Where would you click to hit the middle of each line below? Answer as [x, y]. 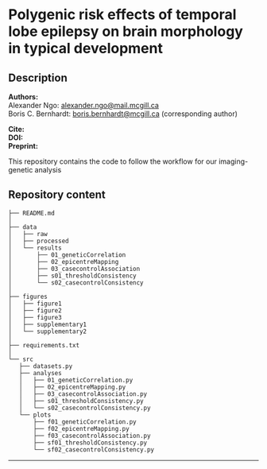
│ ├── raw [28, 234]
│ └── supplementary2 [48, 331]
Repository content [57, 195]
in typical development [85, 48]
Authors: [23, 97]
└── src [21, 359]
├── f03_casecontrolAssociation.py [92, 436]
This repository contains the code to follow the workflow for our [112, 161]
